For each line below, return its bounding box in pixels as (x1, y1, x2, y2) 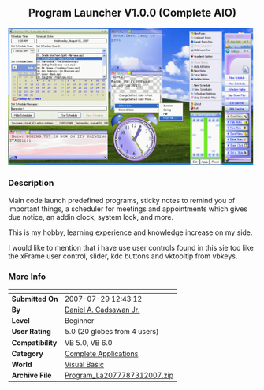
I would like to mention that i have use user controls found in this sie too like (8, 243, 254, 252)
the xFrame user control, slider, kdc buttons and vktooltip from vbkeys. (8, 251, 238, 261)
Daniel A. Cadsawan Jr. (64, 305, 140, 314)
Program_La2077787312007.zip (64, 370, 174, 381)
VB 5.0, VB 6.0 (64, 338, 113, 347)
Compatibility (11, 338, 58, 347)
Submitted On (11, 294, 58, 303)
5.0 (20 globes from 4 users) (64, 327, 159, 336)
